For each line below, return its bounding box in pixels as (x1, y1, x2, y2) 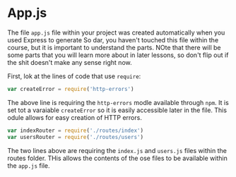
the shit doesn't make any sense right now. (7, 58, 132, 66)
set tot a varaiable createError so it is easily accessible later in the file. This (7, 106, 228, 114)
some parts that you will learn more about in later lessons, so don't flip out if (7, 51, 229, 59)
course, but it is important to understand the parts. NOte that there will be (7, 43, 221, 51)
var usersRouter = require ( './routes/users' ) (7, 133, 143, 140)
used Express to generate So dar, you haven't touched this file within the (7, 35, 219, 44)
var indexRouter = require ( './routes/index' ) (7, 127, 143, 134)
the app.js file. (7, 161, 51, 170)
